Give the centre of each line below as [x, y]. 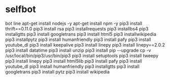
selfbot [21, 9]
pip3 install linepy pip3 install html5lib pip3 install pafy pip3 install [74, 61]
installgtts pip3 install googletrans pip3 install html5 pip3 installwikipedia [81, 34]
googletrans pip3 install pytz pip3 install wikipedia [58, 71]
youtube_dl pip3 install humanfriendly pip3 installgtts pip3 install [72, 66]
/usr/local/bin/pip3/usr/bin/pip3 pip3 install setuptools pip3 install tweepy [82, 55]
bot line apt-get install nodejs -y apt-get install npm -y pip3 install [74, 23]
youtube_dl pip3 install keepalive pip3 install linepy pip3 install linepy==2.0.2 [85, 45]
